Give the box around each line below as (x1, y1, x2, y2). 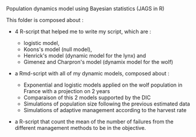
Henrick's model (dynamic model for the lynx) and (23, 52, 146, 59)
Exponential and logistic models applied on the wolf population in (23, 81, 182, 88)
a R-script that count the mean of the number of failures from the (14, 118, 173, 125)
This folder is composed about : (6, 17, 84, 23)
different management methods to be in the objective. (14, 125, 146, 131)
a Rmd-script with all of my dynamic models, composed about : (14, 70, 170, 77)
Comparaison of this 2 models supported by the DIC (23, 94, 151, 101)
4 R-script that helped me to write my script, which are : (14, 28, 152, 35)
